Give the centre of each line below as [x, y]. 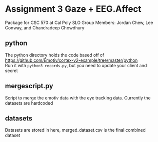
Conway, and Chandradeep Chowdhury [45, 27]
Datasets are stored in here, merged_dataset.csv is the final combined [75, 130]
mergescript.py [29, 86]
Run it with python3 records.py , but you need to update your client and [76, 65]
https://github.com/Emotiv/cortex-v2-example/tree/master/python [71, 60]
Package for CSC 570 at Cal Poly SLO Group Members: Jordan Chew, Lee [79, 23]
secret [11, 71]
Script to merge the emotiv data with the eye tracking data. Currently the [78, 98]
